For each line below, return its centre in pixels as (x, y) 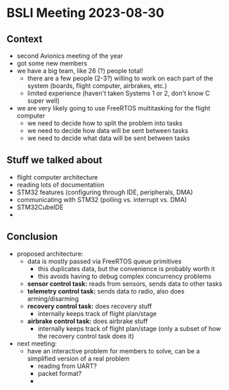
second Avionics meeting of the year (70, 56)
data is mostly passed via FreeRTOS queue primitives (104, 261)
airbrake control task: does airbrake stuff (87, 321)
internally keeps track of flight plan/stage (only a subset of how (129, 328)
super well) (44, 101)
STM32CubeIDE (40, 207)
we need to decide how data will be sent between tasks (108, 131)
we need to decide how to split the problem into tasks (105, 123)
